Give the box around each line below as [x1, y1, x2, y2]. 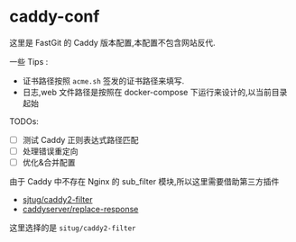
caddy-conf [9, 6, 100, 27]
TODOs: [9, 115, 39, 127]
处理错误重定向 [22, 146, 79, 157]
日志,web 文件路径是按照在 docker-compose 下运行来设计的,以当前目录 [22, 86, 288, 97]
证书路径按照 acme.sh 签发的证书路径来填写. [22, 75, 185, 86]
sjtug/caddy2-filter [22, 194, 93, 205]
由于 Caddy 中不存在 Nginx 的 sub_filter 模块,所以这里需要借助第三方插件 [9, 176, 280, 187]
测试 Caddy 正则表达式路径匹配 [22, 134, 139, 145]
